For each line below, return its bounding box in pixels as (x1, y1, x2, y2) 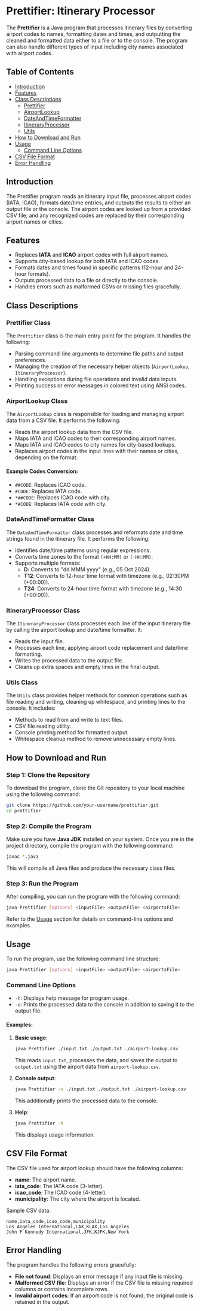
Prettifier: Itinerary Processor (6, 4, 155, 18)
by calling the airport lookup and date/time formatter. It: (6, 626, 143, 634)
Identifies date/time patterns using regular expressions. (14, 547, 151, 554)
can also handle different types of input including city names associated (6, 43, 183, 50)
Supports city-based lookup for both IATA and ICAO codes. (14, 258, 160, 265)
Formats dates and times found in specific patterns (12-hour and (14, 264, 174, 271)
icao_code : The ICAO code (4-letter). (14, 1189, 107, 1196)
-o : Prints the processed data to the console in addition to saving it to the (14, 1001, 195, 1008)
